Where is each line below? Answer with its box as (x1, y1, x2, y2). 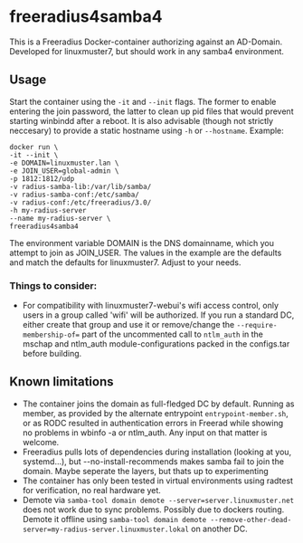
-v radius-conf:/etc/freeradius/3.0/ (9, 197, 152, 207)
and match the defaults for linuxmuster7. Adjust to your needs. (9, 256, 241, 268)
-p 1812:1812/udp (9, 174, 75, 183)
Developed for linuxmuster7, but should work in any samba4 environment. (9, 45, 285, 56)
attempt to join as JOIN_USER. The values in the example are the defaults (9, 247, 282, 258)
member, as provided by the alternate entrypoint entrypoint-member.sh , (22, 407, 289, 418)
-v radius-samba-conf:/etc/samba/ (9, 190, 140, 199)
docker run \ (9, 142, 59, 151)
